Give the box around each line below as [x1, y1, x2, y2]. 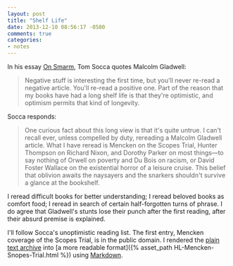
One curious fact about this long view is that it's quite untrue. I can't [24, 126, 222, 134]
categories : [7, 37, 42, 44]
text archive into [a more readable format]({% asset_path [7, 243, 172, 251]
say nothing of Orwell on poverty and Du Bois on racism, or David [24, 156, 215, 164]
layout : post [7, 10, 46, 18]
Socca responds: [7, 112, 57, 121]
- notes [7, 43, 30, 50]
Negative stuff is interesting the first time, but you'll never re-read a [24, 76, 220, 85]
